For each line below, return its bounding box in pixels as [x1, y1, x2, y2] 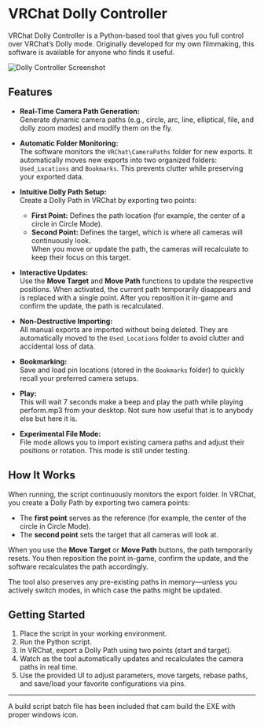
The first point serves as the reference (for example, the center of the [19, 513, 247, 522]
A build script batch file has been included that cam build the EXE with [8, 702, 236, 711]
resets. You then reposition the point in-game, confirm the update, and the [8, 553, 249, 563]
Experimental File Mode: [19, 429, 101, 438]
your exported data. [19, 172, 84, 181]
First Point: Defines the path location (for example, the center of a [31, 210, 246, 220]
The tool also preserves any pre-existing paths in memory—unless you [8, 577, 237, 586]
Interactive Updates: [19, 268, 89, 277]
